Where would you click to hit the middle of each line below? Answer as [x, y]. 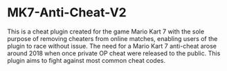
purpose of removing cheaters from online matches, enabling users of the [112, 38]
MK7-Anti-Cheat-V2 [67, 13]
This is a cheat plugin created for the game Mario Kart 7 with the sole [106, 31]
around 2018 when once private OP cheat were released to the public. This [114, 53]
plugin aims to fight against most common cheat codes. [87, 60]
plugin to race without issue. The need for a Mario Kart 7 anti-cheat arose [112, 46]
